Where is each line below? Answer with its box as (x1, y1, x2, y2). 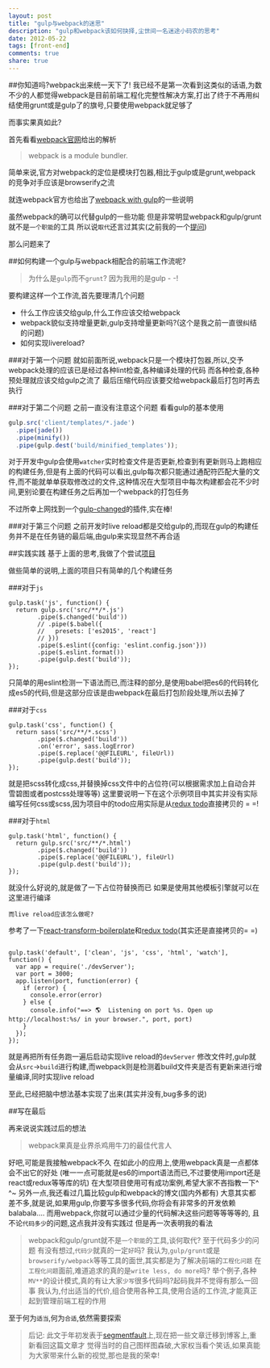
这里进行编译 (8, 893, 51, 903)
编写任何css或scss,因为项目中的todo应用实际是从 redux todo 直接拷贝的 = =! (8, 799, 260, 808)
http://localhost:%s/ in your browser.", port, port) (8, 1015, 193, 1024)
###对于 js (8, 583, 44, 593)
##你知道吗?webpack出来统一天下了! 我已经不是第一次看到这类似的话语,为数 (8, 80, 263, 90)
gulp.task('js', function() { (8, 599, 110, 607)
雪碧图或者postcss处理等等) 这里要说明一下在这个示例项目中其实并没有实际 (8, 789, 258, 799)
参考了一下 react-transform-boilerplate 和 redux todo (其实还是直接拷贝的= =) (8, 925, 258, 935)
